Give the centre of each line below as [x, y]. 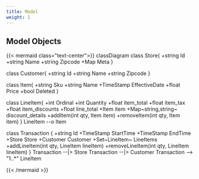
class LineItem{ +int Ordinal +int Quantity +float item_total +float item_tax [96, 103]
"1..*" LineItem [24, 159]
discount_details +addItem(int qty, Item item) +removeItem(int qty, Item [93, 115]
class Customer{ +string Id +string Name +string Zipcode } [78, 73]
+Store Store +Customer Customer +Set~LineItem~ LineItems [82, 140]
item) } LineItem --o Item [36, 122]
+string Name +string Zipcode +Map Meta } [60, 62]
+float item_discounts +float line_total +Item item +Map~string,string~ [92, 109]
